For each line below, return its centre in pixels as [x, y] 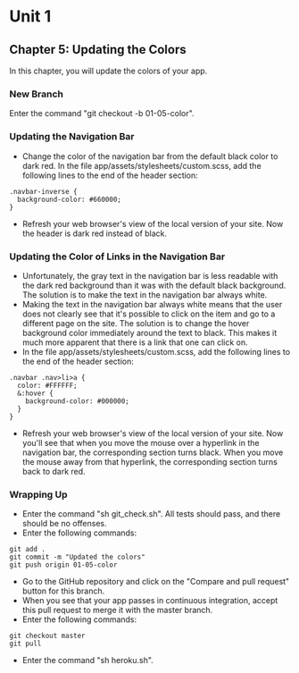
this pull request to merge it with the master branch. [117, 610]
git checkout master [48, 636]
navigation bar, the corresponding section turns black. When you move [153, 452]
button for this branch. [63, 591]
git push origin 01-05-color [63, 565]
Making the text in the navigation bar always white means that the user [152, 304]
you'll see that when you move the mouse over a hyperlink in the [141, 442]
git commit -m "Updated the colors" [77, 557]
